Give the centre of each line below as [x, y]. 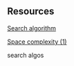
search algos [26, 55]
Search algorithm [32, 28]
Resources [31, 11]
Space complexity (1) [37, 42]
